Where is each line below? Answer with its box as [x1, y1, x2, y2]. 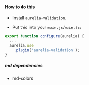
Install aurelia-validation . [12, 15, 67, 21]
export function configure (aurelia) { [5, 34, 84, 39]
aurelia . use [9, 43, 34, 48]
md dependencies [5, 63, 43, 69]
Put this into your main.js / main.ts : [12, 25, 82, 30]
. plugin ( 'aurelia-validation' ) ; [14, 47, 80, 53]
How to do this [5, 4, 35, 10]
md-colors [12, 75, 33, 81]
